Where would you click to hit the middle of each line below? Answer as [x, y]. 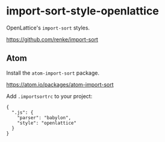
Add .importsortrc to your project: [49, 96]
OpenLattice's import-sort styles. [48, 28]
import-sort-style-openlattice [83, 11]
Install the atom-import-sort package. [53, 73]
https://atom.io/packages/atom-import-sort [60, 84]
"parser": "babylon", [44, 118]
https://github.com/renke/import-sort [52, 39]
